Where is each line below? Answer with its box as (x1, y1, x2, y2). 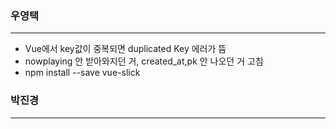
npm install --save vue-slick (24, 67, 141, 79)
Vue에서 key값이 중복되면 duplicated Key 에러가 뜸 (24, 43, 227, 55)
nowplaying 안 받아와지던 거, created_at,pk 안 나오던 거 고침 (24, 55, 264, 67)
